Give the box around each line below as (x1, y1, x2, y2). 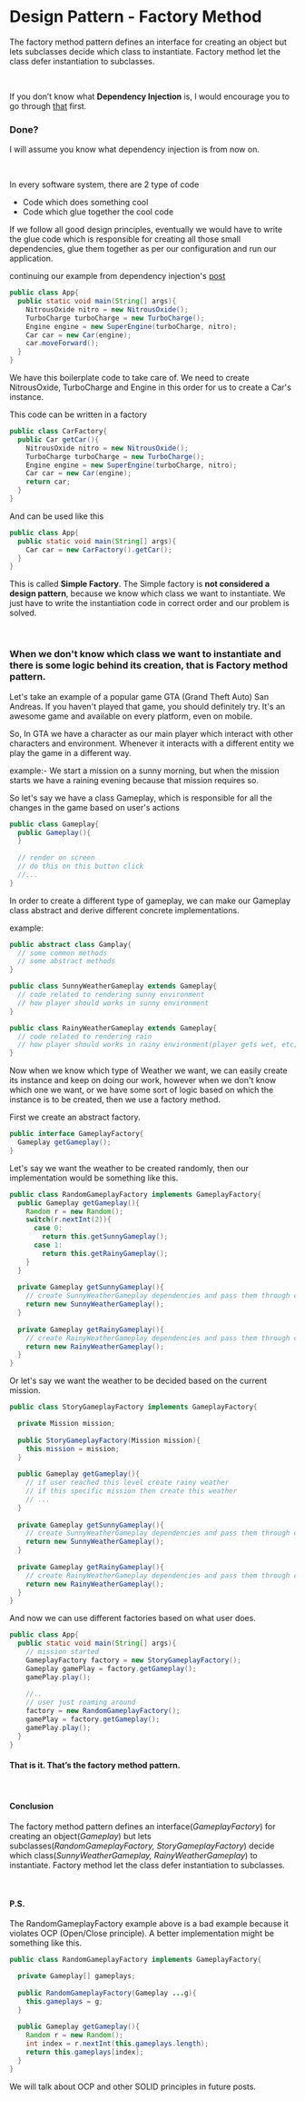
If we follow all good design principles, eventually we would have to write (9, 224, 283, 235)
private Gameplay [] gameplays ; (17, 1972, 136, 1981)
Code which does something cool (22, 197, 149, 208)
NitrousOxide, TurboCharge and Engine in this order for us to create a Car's (9, 382, 292, 393)
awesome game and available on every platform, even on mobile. (9, 711, 253, 722)
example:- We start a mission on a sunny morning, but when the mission (9, 765, 280, 776)
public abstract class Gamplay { (9, 940, 132, 949)
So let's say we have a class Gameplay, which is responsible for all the (9, 792, 272, 803)
